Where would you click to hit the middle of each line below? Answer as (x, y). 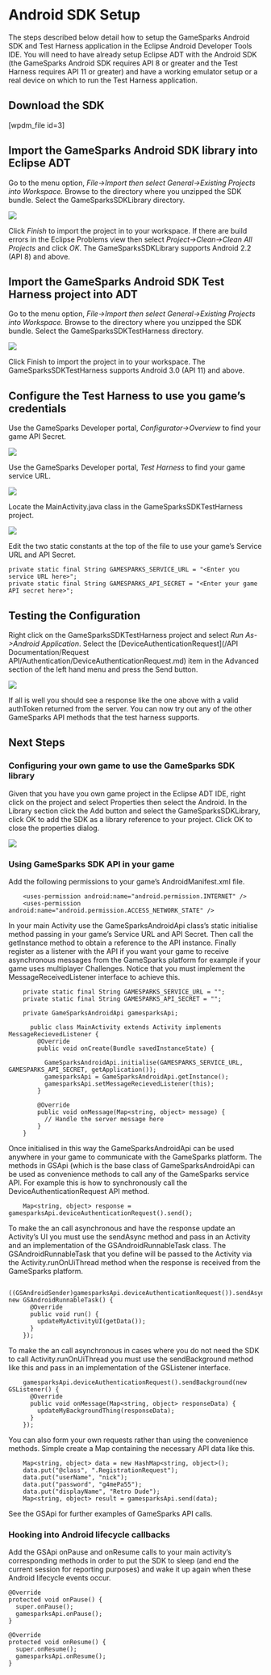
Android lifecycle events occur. (60, 1578)
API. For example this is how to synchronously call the (98, 1183)
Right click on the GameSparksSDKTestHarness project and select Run (126, 635)
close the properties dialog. (54, 828)
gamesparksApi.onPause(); (59, 1614)
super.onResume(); (47, 1650)
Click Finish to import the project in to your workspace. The (107, 362)
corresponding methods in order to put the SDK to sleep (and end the (124, 1561)
